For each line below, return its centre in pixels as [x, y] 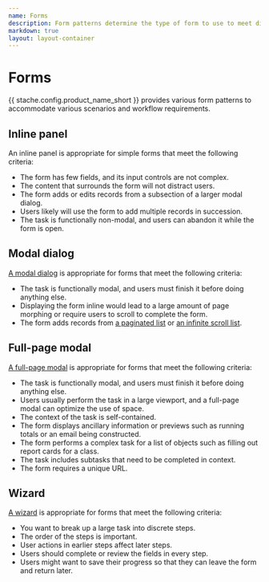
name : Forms [28, 16]
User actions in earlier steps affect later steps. [96, 545]
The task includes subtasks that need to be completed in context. [128, 459]
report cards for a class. [60, 451]
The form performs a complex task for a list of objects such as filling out [139, 442]
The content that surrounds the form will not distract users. [117, 186]
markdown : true [34, 31]
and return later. [46, 571]
